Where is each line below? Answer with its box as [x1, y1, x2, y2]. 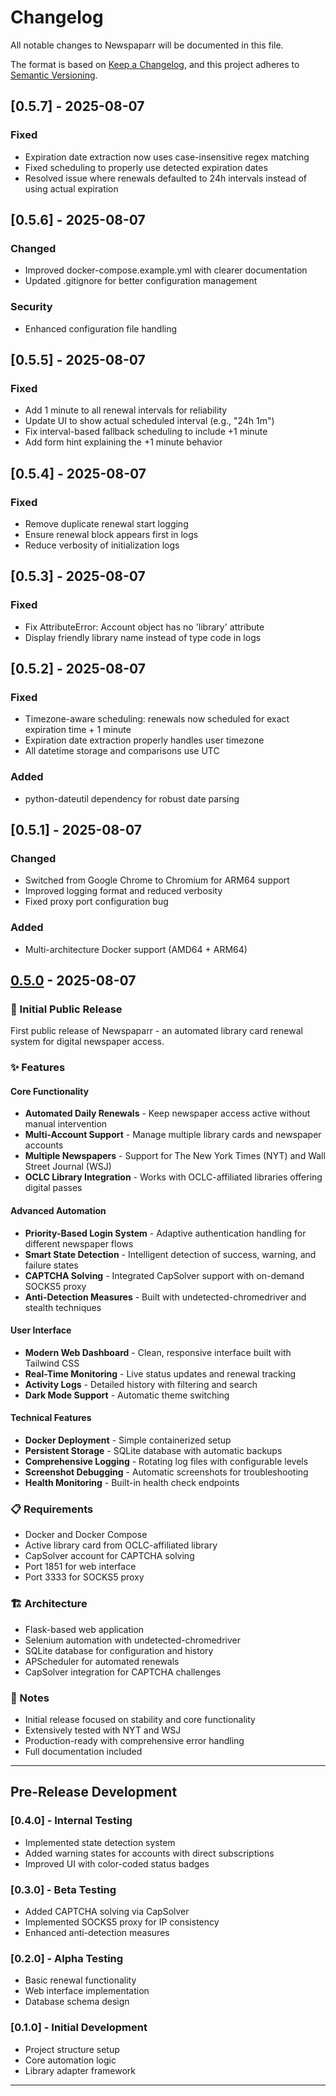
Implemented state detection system [24, 1836, 176, 1848]
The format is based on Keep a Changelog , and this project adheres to [10, 58, 300, 70]
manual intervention [24, 1118, 108, 1130]
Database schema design [24, 1996, 130, 2008]
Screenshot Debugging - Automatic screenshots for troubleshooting [24, 1466, 309, 1478]
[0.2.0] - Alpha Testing [10, 1951, 124, 1965]
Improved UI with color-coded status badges [24, 1857, 210, 1870]
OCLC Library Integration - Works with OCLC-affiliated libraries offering [24, 1171, 323, 1183]
